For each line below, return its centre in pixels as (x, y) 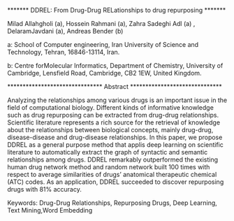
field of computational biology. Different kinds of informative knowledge (111, 107)
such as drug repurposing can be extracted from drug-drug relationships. (113, 115)
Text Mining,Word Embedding (50, 210)
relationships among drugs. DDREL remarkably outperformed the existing (113, 159)
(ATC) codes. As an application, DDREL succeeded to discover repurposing (116, 182)
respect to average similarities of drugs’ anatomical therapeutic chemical (112, 174)
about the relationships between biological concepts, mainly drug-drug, (110, 130)
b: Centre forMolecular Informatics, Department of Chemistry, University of (115, 65)
